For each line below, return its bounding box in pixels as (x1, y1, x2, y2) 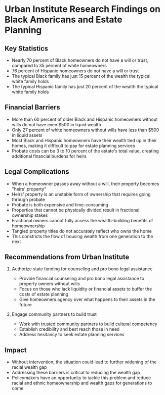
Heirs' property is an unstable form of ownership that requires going (11, 191, 151, 197)
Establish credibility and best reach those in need (19, 326, 120, 332)
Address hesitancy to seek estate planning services (19, 332, 124, 338)
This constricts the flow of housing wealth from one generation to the (11, 233, 154, 239)
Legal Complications (4, 167, 70, 176)
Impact (4, 346, 27, 354)
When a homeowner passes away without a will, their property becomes (11, 181, 159, 187)
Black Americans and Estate (4, 14, 123, 25)
